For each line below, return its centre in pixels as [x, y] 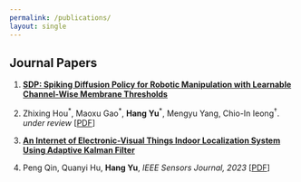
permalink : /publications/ [60, 18]
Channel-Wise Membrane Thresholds [95, 94]
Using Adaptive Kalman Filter [79, 149]
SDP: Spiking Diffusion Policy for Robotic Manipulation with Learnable [157, 85]
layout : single [38, 26]
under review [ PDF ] [59, 122]
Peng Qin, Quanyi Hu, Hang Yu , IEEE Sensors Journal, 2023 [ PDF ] [146, 168]
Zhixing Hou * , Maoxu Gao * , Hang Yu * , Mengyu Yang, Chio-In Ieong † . [151, 112]
